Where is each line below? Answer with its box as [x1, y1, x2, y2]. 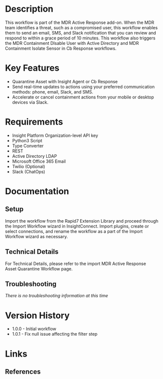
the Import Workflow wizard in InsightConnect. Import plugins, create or [5, 223, 149, 229]
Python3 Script [12, 137, 42, 143]
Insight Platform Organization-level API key [12, 133, 98, 138]
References [5, 367, 41, 376]
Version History [5, 310, 70, 321]
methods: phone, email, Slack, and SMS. [12, 89, 93, 95]
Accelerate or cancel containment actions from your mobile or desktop [12, 94, 154, 100]
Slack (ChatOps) [12, 169, 45, 174]
